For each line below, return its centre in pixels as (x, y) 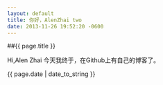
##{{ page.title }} (31, 46)
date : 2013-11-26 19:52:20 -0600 (55, 26)
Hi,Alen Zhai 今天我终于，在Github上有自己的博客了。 (84, 60)
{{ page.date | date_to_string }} (51, 74)
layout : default (31, 13)
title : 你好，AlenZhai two (44, 20)
